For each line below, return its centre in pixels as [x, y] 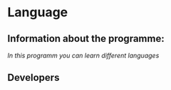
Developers [33, 78]
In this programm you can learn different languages [83, 55]
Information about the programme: [86, 39]
